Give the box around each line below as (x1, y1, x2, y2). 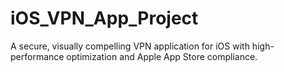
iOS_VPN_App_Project (10, 7, 199, 30)
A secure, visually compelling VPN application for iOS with (10, 40, 250, 52)
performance (10, 50, 65, 62)
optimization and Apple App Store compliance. (66, 50, 258, 62)
